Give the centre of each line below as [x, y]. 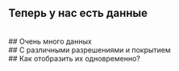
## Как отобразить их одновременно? [75, 58]
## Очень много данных [50, 41]
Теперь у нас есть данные [78, 13]
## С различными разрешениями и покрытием [89, 50]
